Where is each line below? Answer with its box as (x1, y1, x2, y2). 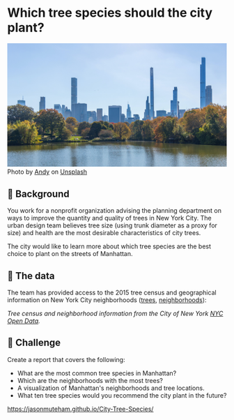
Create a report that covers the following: (7, 355, 125, 363)
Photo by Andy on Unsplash (7, 167, 88, 176)
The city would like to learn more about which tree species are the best (7, 242, 211, 250)
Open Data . (7, 317, 40, 325)
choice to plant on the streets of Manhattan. (7, 250, 134, 258)
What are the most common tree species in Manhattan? (17, 368, 177, 377)
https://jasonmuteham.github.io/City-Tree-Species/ (7, 405, 154, 413)
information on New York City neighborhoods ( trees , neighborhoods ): (7, 296, 207, 304)
